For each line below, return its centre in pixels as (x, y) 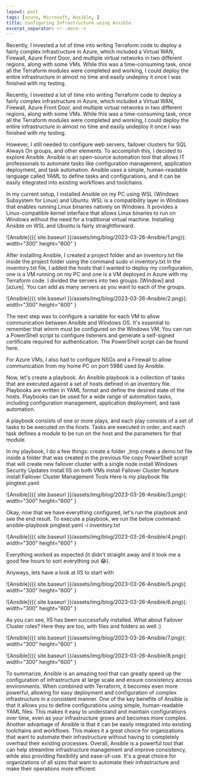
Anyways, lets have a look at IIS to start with (60, 573)
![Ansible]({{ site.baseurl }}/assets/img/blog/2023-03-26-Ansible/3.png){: (97, 495)
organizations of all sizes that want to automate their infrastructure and (93, 762)
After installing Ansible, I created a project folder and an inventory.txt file (95, 255)
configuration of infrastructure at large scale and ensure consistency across (99, 680)
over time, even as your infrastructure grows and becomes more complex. (97, 718)
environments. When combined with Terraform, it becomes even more (92, 686)
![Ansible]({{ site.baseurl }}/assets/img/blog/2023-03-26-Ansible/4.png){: (97, 537)
